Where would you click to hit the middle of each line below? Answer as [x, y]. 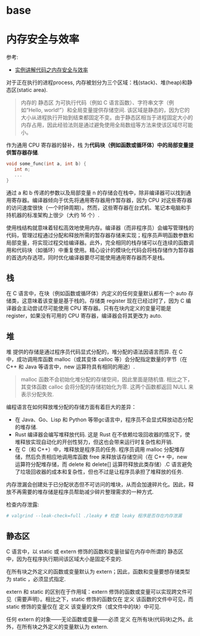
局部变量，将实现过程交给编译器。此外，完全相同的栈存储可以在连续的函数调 [100, 243]
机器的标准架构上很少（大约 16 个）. [55, 215]
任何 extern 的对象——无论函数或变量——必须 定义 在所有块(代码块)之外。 [97, 619]
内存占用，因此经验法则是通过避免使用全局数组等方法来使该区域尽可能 [107, 125]
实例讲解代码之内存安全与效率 [51, 70]
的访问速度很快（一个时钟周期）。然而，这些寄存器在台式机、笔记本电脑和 [96, 207]
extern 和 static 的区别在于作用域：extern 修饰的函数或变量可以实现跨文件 [97, 591]
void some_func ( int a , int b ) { [46, 164]
